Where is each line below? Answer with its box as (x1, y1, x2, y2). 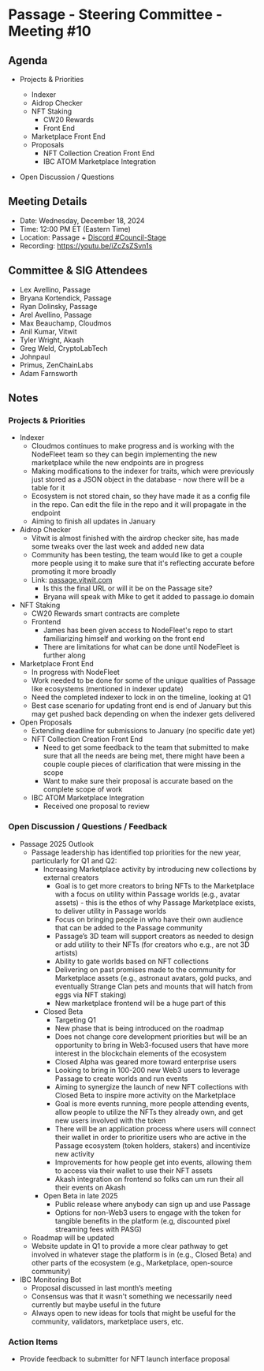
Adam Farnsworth (19, 368, 78, 378)
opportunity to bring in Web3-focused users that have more (54, 1040, 249, 1049)
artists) (54, 948, 78, 957)
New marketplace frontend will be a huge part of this (54, 998, 226, 1008)
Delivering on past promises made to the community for (54, 964, 236, 974)
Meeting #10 (8, 22, 92, 40)
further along (43, 650, 87, 660)
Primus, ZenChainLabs (19, 360, 94, 370)
